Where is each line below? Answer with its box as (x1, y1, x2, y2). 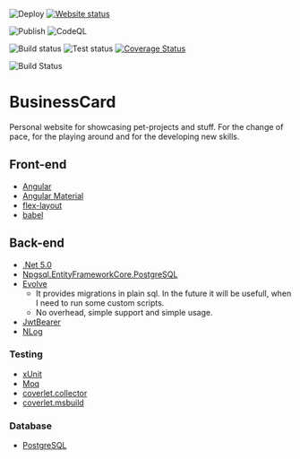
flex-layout (21, 200, 63, 211)
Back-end (9, 236, 65, 251)
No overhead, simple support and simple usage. (35, 307, 213, 317)
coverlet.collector (21, 387, 88, 398)
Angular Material (21, 190, 84, 201)
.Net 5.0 (21, 259, 52, 270)
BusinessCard (9, 92, 116, 112)
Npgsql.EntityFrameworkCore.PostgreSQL (21, 269, 178, 280)
